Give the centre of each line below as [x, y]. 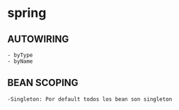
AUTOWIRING [38, 39]
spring [27, 13]
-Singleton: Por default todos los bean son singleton [90, 99]
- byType [20, 55]
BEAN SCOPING [43, 83]
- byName [20, 61]
